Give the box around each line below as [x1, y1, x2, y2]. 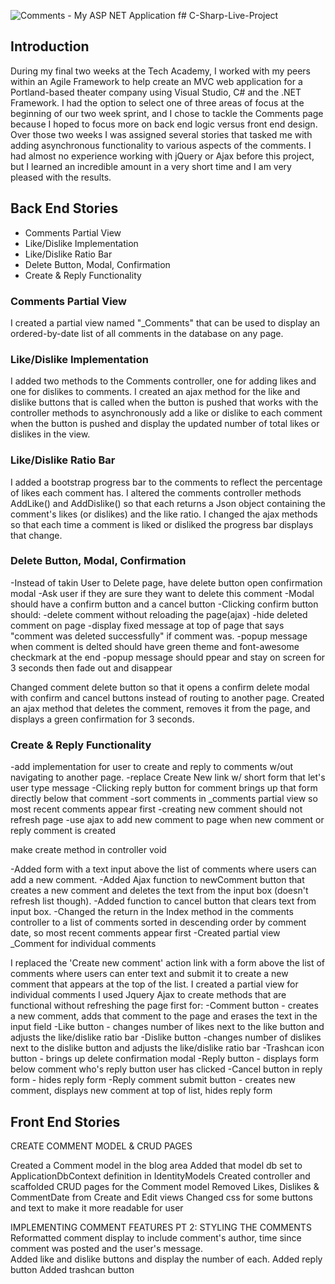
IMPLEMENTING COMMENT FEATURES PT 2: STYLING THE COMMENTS [10, 1221, 312, 1233]
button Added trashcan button [10, 1263, 135, 1275]
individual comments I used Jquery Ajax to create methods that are [10, 989, 287, 1001]
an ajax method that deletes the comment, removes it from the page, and [10, 702, 311, 714]
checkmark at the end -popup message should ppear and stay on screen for [10, 651, 326, 663]
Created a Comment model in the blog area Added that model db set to [10, 1159, 303, 1171]
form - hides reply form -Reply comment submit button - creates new [10, 1074, 297, 1086]
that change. [10, 529, 63, 541]
